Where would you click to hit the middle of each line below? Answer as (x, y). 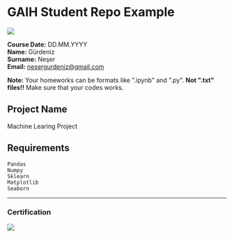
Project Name (37, 110)
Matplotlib (23, 182)
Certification (29, 212)
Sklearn (18, 176)
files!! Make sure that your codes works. (65, 87)
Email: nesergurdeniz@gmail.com (56, 66)
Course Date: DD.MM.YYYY (47, 44)
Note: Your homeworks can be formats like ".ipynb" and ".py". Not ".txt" (111, 80)
